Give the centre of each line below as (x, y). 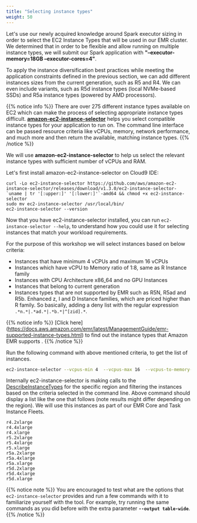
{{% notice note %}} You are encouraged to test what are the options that (95, 490)
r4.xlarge (18, 433)
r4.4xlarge (19, 428)
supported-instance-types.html (44, 335)
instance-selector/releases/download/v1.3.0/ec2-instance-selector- (91, 188)
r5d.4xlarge (21, 474)
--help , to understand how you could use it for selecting (121, 226)
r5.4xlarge (19, 443)
